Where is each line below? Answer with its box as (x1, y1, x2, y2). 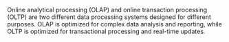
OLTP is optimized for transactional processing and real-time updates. (7, 27, 206, 35)
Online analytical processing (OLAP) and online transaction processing (7, 6, 208, 14)
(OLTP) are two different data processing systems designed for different (7, 13, 212, 21)
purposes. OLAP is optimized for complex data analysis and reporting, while (7, 20, 222, 28)
